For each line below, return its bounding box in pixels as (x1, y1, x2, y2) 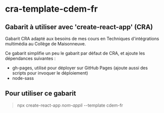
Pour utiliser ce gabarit (5, 89, 76, 98)
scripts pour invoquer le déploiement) (12, 70, 88, 76)
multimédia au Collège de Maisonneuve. (5, 41, 86, 47)
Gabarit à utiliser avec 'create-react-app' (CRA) (5, 23, 153, 31)
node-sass (12, 75, 34, 81)
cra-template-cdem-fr (5, 3, 98, 15)
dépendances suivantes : (5, 56, 56, 61)
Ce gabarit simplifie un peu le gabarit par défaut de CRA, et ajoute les (5, 50, 145, 56)
